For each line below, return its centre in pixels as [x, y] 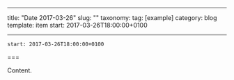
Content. [20, 70]
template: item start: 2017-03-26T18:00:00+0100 [77, 25]
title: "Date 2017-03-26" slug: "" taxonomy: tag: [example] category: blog [112, 18]
